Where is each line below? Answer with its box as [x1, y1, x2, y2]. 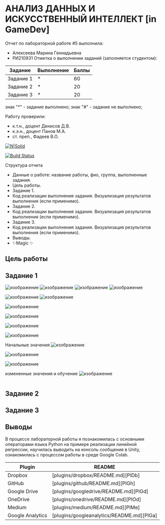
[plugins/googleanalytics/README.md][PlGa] [51, 512, 158, 519]
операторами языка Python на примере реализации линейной [5, 441, 137, 447]
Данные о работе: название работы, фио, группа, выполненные [12, 171, 147, 178]
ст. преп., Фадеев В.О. [12, 133, 59, 139]
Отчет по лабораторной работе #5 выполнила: [5, 40, 104, 46]
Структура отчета [5, 162, 43, 168]
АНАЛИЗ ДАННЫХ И [5, 3, 95, 14]
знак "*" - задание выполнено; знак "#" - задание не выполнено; [5, 104, 142, 110]
